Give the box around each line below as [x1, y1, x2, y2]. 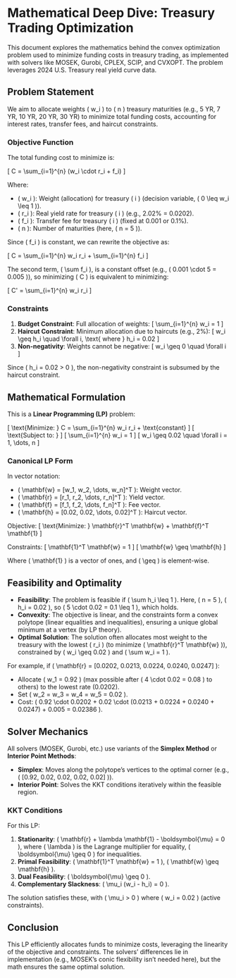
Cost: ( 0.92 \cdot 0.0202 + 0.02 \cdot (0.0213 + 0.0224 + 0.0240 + [17, 698, 215, 706]
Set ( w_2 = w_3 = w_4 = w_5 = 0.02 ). [17, 690, 128, 698]
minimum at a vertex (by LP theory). [17, 625, 122, 634]
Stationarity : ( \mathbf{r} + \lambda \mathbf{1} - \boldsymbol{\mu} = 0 [17, 835, 225, 844]
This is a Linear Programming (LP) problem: [7, 410, 136, 418]
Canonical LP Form [7, 456, 73, 466]
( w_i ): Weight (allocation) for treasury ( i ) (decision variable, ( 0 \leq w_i [17, 194, 230, 203]
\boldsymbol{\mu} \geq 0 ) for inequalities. [17, 850, 142, 858]
